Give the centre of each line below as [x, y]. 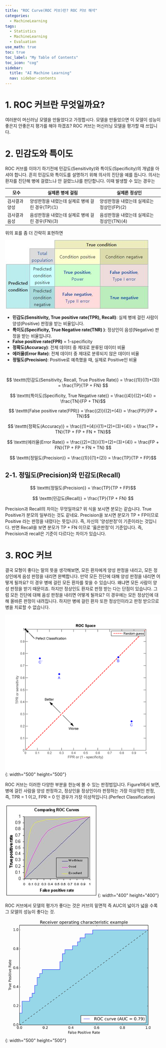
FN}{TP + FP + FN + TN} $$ [83, 448]
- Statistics [23, 31]
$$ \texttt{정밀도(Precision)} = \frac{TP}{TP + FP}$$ [83, 488]
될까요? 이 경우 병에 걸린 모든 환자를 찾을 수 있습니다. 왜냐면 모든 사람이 [83, 583]
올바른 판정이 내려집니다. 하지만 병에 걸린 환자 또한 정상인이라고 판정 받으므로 [85, 601]
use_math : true [21, 47]
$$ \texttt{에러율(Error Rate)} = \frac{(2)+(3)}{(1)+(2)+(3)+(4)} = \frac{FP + [83, 442]
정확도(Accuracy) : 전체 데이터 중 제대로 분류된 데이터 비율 [69, 348]
